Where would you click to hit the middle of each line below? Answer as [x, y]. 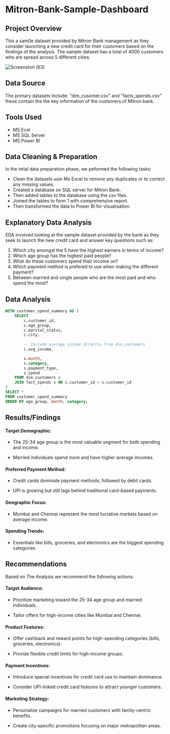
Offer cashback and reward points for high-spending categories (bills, [86, 638]
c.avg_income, [39, 350]
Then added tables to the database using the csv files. [70, 195]
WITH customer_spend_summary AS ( [42, 311]
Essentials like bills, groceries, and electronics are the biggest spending [88, 542]
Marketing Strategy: [27, 699]
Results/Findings [33, 418]
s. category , [37, 363]
